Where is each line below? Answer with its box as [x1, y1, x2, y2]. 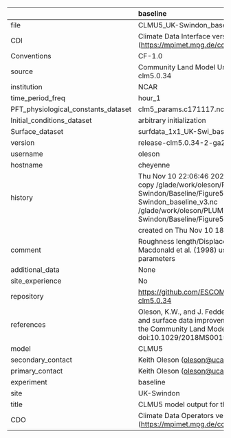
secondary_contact [10, 355, 72, 365]
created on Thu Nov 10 [137, 226, 213, 235]
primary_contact [10, 367, 63, 376]
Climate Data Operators [137, 411, 214, 420]
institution [10, 82, 43, 91]
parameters [137, 254, 175, 263]
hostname [10, 161, 43, 170]
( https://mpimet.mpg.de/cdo [137, 419, 230, 428]
